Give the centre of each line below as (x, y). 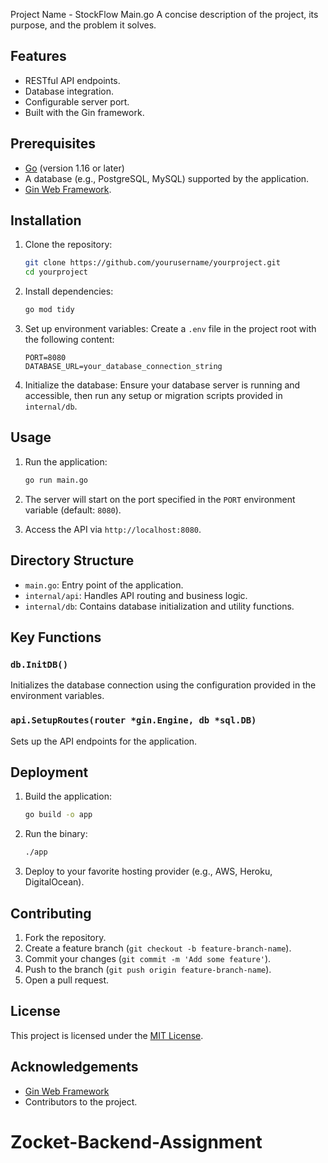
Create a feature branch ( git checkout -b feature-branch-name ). (158, 948)
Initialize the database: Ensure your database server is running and (162, 385)
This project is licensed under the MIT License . (107, 1035)
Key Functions (56, 637)
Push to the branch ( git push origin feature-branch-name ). (148, 969)
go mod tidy (49, 310)
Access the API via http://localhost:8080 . (113, 529)
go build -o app (58, 815)
